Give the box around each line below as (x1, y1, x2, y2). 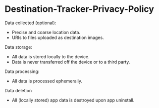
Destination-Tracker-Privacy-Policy (4, 3, 155, 15)
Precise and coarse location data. (11, 29, 80, 35)
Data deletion (4, 87, 32, 93)
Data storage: (4, 44, 33, 50)
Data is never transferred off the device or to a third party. (11, 59, 130, 65)
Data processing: (4, 68, 40, 74)
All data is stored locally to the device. (11, 53, 90, 60)
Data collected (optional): (4, 20, 56, 26)
